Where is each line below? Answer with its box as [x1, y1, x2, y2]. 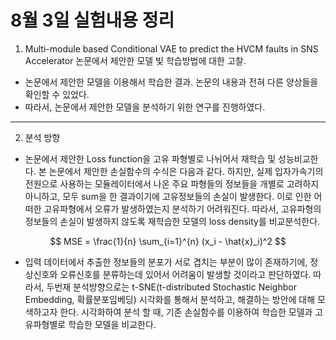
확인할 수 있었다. [24, 88, 90, 100]
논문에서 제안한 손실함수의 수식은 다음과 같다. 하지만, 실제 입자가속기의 [48, 165, 324, 177]
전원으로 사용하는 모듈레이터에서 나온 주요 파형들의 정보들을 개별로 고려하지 [24, 177, 320, 190]
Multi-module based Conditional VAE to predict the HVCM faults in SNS [24, 42, 319, 55]
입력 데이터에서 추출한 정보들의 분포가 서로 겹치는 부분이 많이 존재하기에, [24, 256, 308, 268]
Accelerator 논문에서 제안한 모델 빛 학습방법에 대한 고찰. [24, 54, 247, 66]
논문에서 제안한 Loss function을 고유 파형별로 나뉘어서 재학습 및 [24, 152, 277, 165]
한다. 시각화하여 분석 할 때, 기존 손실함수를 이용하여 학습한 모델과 [59, 306, 313, 318]
